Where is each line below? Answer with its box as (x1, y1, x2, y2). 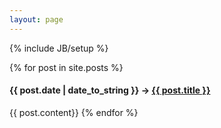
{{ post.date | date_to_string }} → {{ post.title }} (9, 84, 211, 96)
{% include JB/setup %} (9, 42, 109, 54)
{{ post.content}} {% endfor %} (9, 106, 139, 118)
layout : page (9, 14, 64, 25)
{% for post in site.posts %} (9, 61, 124, 73)
